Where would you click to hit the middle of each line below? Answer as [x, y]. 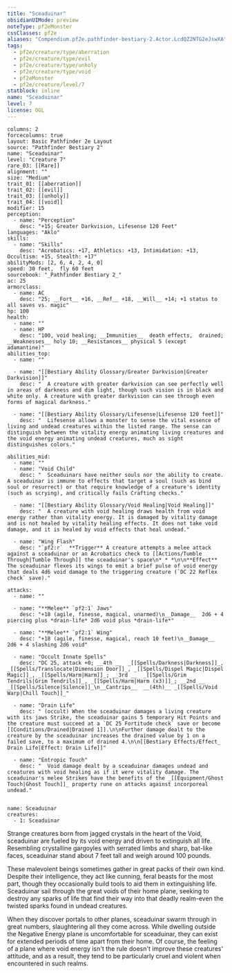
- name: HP [29, 329]
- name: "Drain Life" [45, 705]
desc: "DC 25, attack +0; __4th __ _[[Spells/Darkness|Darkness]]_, [122, 663]
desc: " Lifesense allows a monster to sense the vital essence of [120, 420]
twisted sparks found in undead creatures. [67, 906]
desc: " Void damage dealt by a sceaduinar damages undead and [114, 766]
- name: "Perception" [45, 220]
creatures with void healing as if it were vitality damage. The [103, 772]
